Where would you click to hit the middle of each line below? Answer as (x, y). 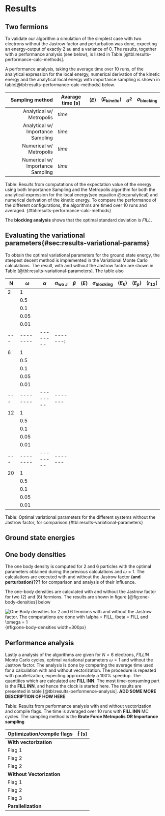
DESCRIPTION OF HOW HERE (35, 696)
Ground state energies (40, 538)
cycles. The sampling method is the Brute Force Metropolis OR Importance (82, 717)
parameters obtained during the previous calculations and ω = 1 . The (75, 572)
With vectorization (30, 742)
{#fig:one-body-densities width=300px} (46, 628)
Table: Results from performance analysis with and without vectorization (78, 706)
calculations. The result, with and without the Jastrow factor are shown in (79, 265)
